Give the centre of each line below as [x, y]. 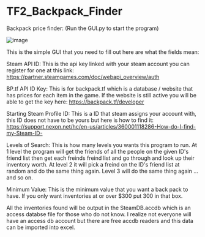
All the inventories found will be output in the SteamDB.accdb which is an [99, 208]
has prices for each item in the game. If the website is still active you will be [102, 95]
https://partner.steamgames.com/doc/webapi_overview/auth [83, 77]
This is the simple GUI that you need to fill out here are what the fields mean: [103, 52]
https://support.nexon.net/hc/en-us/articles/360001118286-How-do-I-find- [101, 126]
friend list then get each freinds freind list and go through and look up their [100, 158]
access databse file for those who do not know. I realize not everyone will [99, 214]
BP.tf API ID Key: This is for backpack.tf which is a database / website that [100, 88]
